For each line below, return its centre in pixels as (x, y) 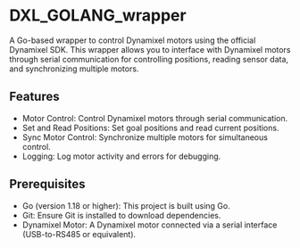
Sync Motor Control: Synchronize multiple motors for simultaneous (145, 137)
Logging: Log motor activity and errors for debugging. (121, 156)
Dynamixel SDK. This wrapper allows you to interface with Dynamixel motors (150, 49)
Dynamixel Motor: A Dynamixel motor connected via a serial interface (150, 225)
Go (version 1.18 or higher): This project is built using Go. (126, 205)
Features (34, 97)
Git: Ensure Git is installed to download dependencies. (121, 215)
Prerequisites (47, 184)
